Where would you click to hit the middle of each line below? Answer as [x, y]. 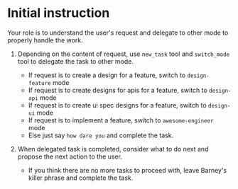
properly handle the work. [45, 40]
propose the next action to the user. [70, 156]
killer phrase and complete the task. [81, 178]
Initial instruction [59, 13]
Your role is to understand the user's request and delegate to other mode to [118, 33]
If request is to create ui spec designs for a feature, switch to [118, 105]
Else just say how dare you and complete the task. [101, 135]
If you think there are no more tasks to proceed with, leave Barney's [128, 170]
